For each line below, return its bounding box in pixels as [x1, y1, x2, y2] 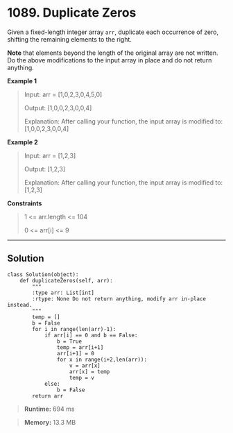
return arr [32, 392, 64, 400]
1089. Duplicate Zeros [7, 5, 137, 21]
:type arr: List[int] [32, 289, 95, 296]
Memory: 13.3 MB [24, 418, 76, 426]
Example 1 [7, 76, 37, 85]
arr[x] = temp [69, 368, 110, 375]
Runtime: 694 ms [24, 405, 75, 413]
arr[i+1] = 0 [56, 350, 95, 357]
